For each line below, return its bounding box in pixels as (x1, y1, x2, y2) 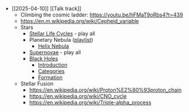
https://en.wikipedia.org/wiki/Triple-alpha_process (29, 99, 151, 106)
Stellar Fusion (20, 80, 54, 87)
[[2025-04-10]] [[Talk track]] (11, 5, 82, 12)
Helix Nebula (38, 42, 69, 50)
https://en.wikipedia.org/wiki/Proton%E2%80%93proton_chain (29, 87, 182, 93)
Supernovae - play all (29, 49, 81, 55)
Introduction (38, 61, 67, 68)
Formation (38, 74, 63, 81)
